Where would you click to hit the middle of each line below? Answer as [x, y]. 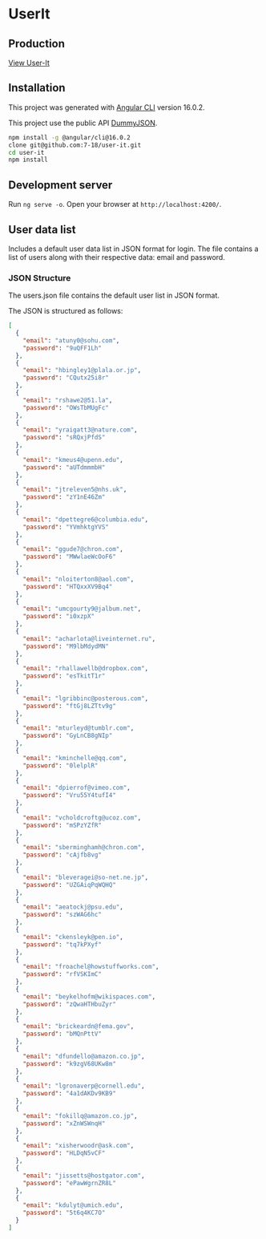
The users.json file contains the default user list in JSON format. [114, 296]
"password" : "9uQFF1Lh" [62, 348]
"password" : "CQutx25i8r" [66, 378]
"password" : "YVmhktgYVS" [66, 527]
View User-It [29, 63]
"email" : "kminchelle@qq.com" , [75, 758]
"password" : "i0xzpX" [58, 617]
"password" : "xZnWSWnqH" [64, 1124]
